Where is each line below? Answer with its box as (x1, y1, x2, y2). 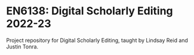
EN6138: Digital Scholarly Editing (6, 4, 173, 18)
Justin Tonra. (6, 43, 39, 50)
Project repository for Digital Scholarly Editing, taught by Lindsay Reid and (6, 36, 188, 44)
